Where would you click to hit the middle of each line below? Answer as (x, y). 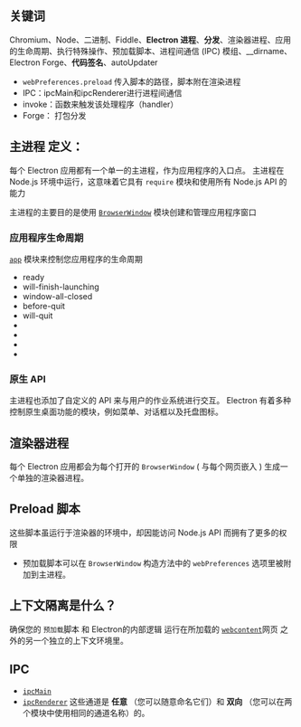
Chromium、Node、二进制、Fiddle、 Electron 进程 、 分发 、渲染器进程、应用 (150, 40)
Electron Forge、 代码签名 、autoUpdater (84, 62)
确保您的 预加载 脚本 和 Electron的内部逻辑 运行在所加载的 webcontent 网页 (144, 629)
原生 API (28, 379)
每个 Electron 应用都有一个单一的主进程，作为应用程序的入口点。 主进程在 (147, 170)
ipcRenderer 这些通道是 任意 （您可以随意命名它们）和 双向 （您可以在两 (157, 702)
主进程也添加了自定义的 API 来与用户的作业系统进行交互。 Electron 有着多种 (150, 401)
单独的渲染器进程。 (52, 478)
